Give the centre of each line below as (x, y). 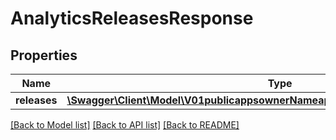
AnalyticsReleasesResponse (132, 18)
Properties (44, 55)
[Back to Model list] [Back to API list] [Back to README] (125, 125)
